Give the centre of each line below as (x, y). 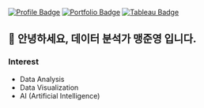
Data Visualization (49, 88)
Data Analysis (42, 79)
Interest (24, 61)
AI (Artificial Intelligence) (60, 95)
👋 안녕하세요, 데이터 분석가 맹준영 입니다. (102, 39)
